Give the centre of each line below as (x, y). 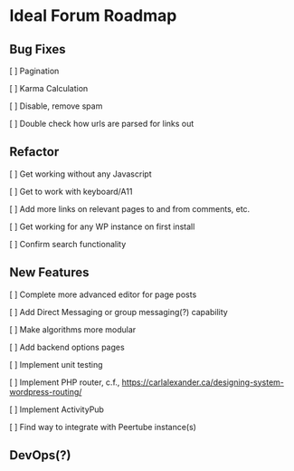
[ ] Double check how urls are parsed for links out (102, 124)
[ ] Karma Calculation (49, 88)
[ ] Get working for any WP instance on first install (102, 226)
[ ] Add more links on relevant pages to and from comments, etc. (130, 208)
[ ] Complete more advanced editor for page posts (103, 294)
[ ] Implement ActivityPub (57, 409)
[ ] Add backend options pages (67, 347)
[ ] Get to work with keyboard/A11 (71, 191)
